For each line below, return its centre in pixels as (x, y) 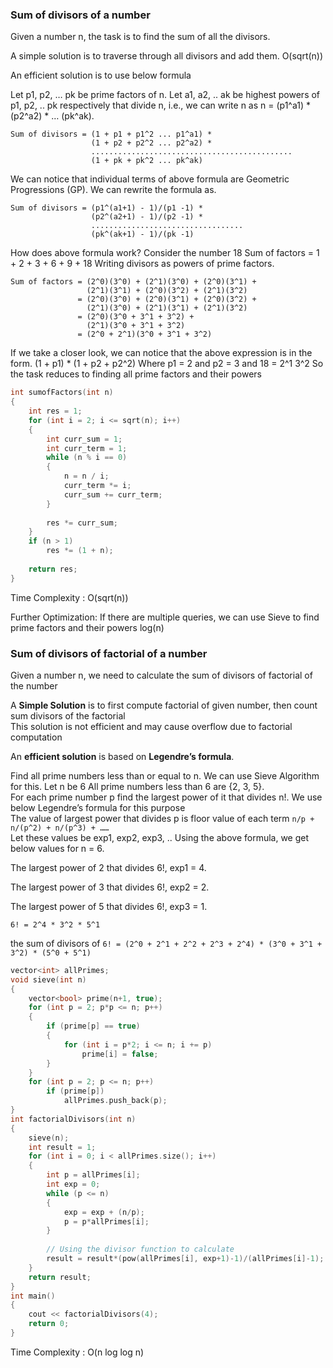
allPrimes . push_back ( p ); (115, 1101)
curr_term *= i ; (97, 486)
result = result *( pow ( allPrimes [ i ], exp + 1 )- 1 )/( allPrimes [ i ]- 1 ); (185, 1259)
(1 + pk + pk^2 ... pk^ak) (146, 161)
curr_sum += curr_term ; (113, 494)
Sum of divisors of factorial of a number (109, 653)
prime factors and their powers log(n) (87, 627)
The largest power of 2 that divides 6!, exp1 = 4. (108, 867)
